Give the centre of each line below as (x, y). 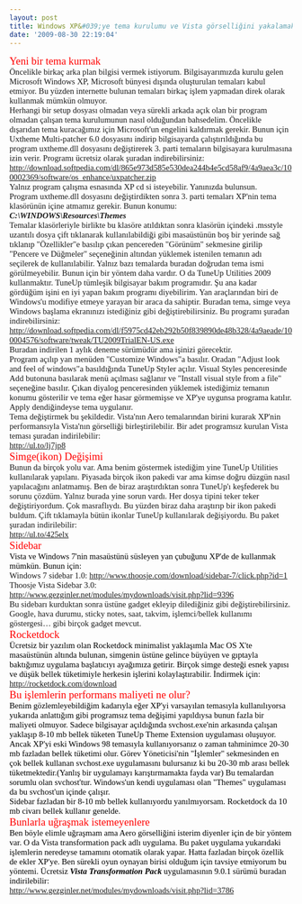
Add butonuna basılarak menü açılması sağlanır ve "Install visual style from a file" (146, 379)
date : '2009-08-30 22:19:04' (64, 34)
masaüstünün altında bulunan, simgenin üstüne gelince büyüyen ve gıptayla (134, 655)
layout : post (34, 18)
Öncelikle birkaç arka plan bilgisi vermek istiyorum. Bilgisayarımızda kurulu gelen (147, 72)
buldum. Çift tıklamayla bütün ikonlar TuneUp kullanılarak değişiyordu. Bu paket (144, 516)
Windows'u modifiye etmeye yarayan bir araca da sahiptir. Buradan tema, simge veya (150, 302)
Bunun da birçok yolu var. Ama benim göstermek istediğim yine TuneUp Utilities (144, 468)
